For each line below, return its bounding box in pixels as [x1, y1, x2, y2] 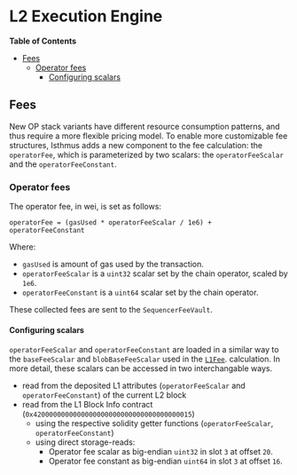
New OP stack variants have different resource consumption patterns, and [9, 121, 281, 131]
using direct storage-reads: [35, 437, 136, 447]
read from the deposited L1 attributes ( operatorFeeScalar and [21, 380, 246, 392]
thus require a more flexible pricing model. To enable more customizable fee [9, 131, 288, 141]
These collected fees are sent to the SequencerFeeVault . [9, 305, 213, 315]
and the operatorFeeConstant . [9, 158, 117, 170]
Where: [9, 241, 36, 252]
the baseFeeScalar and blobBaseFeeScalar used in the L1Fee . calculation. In [9, 353, 281, 365]
